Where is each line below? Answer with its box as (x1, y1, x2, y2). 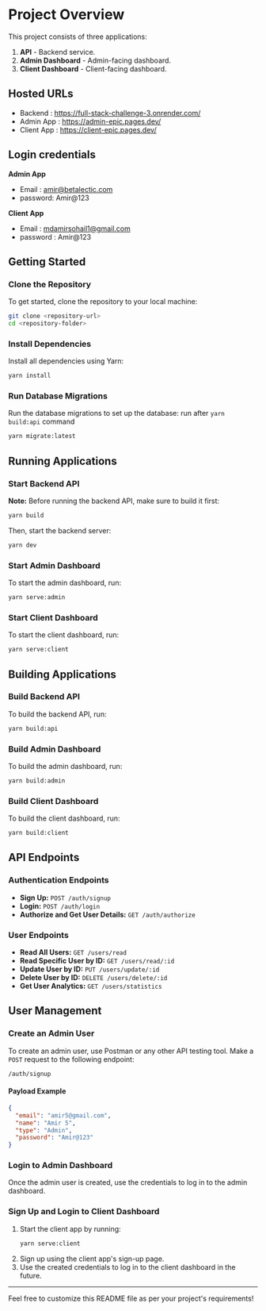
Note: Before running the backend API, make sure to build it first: (8, 496, 220, 506)
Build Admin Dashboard (8, 744, 101, 755)
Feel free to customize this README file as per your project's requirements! (8, 1294, 254, 1303)
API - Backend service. (19, 47, 96, 56)
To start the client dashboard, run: (8, 630, 120, 640)
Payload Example (8, 1086, 66, 1096)
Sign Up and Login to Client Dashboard (8, 1206, 160, 1217)
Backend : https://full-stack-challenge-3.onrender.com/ (19, 108, 201, 117)
